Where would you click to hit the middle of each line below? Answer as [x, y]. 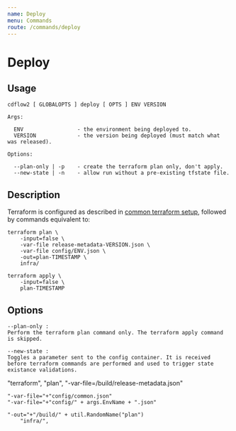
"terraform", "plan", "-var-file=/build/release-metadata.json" [95, 383]
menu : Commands [30, 21]
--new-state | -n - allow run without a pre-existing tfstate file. [122, 173]
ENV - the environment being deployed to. [103, 130]
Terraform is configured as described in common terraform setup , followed [117, 212]
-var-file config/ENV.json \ [63, 251]
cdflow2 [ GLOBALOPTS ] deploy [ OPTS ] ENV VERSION [87, 105]
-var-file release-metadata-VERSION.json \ [85, 245]
